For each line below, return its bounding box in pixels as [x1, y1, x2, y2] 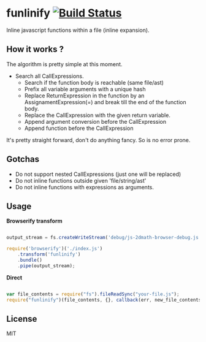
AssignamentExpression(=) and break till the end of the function [24, 98, 186, 105]
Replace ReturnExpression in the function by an [24, 92, 145, 99]
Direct [6, 273, 23, 281]
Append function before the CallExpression [24, 124, 134, 132]
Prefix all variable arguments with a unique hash [24, 85, 146, 93]
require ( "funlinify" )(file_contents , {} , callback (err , [6, 297, 152, 303]
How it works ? [6, 44, 64, 55]
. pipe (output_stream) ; [17, 262, 75, 269]
